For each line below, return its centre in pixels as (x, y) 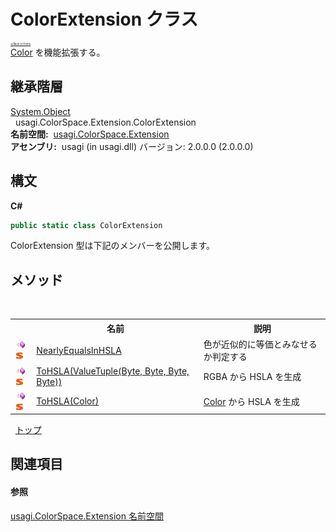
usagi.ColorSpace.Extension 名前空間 (87, 516)
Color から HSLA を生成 (251, 401)
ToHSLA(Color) (68, 401)
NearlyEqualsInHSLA (79, 350)
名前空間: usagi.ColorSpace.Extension (90, 134)
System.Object (40, 111)
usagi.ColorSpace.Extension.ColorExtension (105, 122)
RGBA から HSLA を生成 (252, 377)
